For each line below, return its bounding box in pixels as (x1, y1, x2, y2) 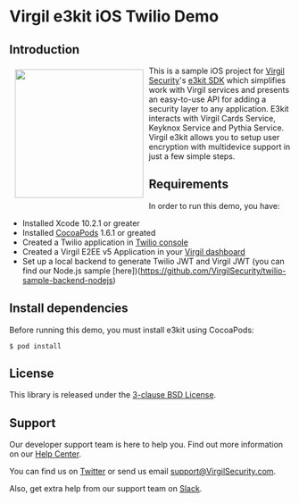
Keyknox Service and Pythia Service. (148, 122, 285, 133)
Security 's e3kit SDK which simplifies (148, 75, 287, 86)
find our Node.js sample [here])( (21, 265, 141, 276)
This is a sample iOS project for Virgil (148, 65, 286, 76)
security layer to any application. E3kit (148, 104, 289, 113)
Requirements (148, 177, 229, 192)
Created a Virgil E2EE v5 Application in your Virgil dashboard (21, 246, 245, 256)
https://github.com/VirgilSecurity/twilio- (139, 265, 287, 276)
